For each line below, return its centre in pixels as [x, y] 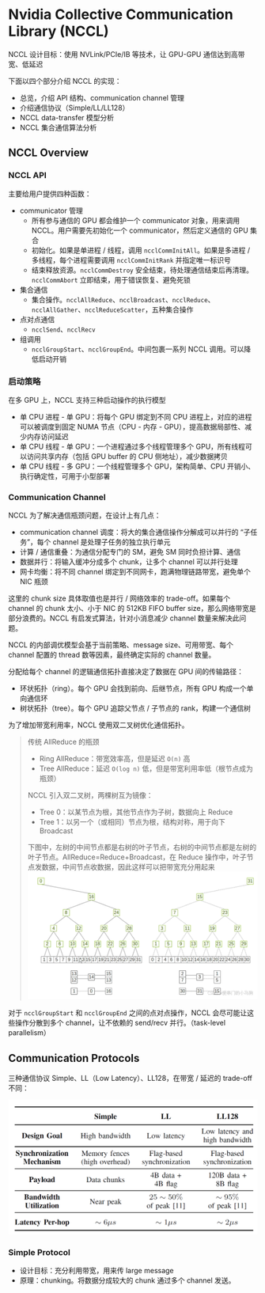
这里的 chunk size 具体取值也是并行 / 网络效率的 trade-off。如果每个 [119, 598]
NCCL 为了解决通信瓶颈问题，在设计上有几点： [85, 515]
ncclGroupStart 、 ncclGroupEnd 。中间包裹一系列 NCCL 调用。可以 [138, 349]
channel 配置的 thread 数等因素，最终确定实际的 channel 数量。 [112, 655]
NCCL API [28, 176]
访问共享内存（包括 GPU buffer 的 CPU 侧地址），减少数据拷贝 [127, 456]
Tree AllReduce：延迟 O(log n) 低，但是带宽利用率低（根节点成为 [146, 768]
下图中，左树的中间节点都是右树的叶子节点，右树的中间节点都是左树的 [142, 847]
